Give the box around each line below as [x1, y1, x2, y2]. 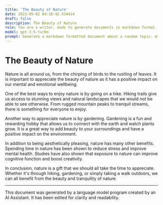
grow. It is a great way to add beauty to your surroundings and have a [5, 126, 144, 131]
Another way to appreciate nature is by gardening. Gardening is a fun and [5, 115, 152, 121]
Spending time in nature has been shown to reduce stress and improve [5, 145, 147, 151]
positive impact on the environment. [5, 131, 77, 137]
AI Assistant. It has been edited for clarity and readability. [5, 194, 120, 200]
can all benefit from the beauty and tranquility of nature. [5, 175, 117, 181]
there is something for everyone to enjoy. [5, 106, 87, 112]
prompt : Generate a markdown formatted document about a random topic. [5, 34, 153, 39]
